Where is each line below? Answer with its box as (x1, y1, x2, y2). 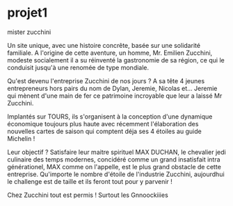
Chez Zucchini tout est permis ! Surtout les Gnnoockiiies (7, 191, 168, 199)
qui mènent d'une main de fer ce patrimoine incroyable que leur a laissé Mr (7, 92, 223, 100)
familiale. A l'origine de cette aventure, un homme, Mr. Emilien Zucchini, (7, 49, 213, 57)
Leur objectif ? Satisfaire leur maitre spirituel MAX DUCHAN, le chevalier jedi (7, 148, 226, 156)
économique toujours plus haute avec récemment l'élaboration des (7, 119, 199, 128)
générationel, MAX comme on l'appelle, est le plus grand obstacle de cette (7, 162, 221, 171)
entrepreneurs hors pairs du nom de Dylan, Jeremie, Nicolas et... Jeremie (7, 84, 218, 92)
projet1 (7, 5, 48, 21)
